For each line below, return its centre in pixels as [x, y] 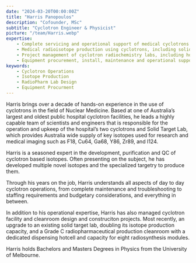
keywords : [18, 66]
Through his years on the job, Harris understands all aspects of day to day [95, 182]
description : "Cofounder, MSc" [44, 22]
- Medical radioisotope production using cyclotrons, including [96, 50]
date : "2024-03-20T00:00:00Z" [43, 11]
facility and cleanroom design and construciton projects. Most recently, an [95, 219]
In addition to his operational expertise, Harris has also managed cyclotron [95, 212]
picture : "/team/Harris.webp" [43, 33]
